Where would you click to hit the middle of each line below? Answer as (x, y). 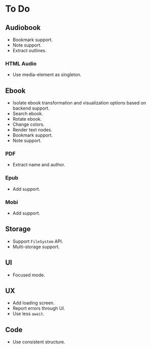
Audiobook (23, 28)
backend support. (31, 108)
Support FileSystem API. (38, 241)
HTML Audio (21, 63)
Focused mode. (29, 275)
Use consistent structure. (39, 342)
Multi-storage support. (36, 247)
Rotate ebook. (27, 119)
